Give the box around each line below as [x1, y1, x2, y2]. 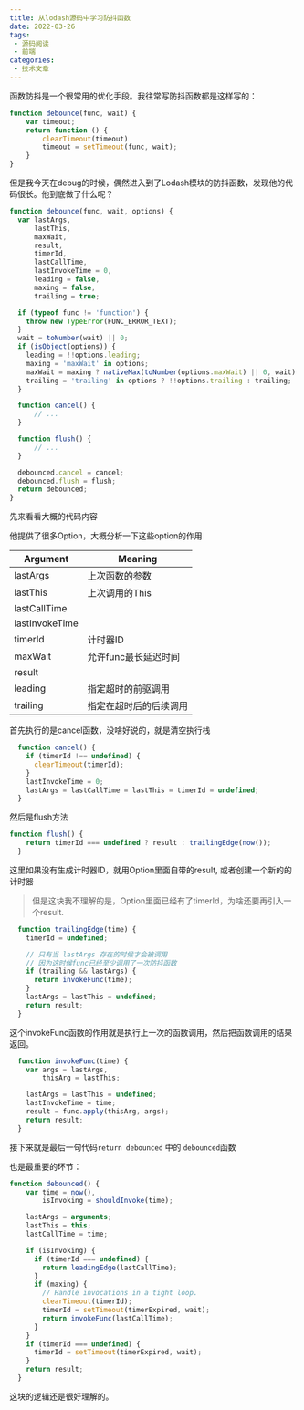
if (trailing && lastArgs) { [26, 966, 137, 977]
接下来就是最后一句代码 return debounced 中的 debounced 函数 [9, 1142, 236, 1153]
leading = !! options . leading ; [26, 350, 142, 360]
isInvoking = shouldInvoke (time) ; [42, 1196, 173, 1206]
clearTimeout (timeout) [42, 134, 129, 143]
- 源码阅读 [13, 38, 50, 48]
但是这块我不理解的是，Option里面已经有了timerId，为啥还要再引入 [31, 895, 284, 906]
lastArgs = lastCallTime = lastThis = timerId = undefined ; [26, 786, 259, 795]
